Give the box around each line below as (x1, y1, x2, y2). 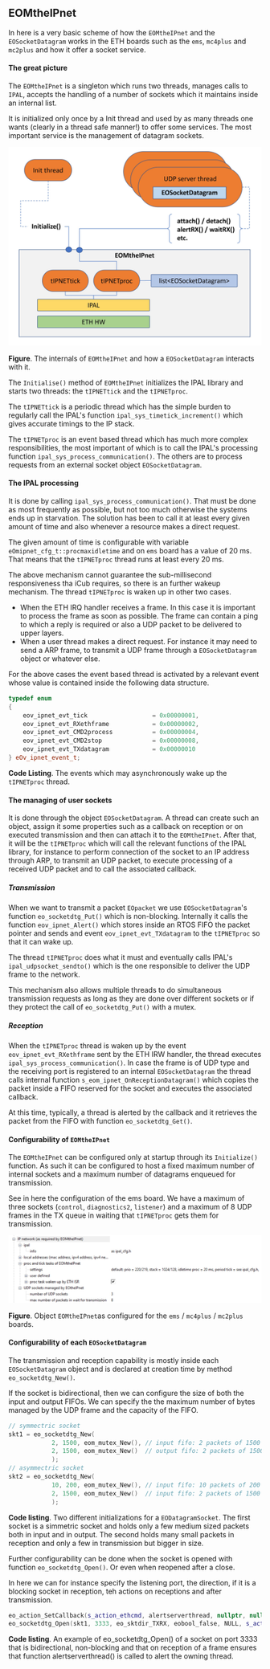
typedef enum (8, 694, 52, 702)
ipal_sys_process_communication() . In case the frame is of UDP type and (8, 1058, 250, 1067)
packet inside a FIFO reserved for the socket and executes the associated (8, 1083, 252, 1093)
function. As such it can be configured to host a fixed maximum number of (8, 1161, 255, 1171)
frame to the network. (8, 969, 80, 979)
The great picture (8, 63, 68, 73)
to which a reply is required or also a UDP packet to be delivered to (19, 619, 243, 629)
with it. (8, 361, 31, 372)
